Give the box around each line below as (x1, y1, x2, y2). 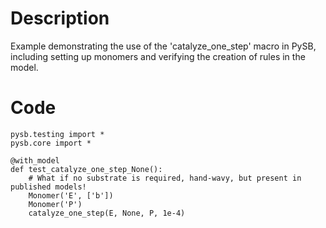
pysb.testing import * (10, 129, 105, 139)
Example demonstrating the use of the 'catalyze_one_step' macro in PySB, (10, 40, 317, 52)
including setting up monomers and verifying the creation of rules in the (10, 50, 306, 62)
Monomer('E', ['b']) (28, 190, 114, 201)
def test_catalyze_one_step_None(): (10, 164, 163, 174)
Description (10, 7, 110, 30)
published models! (10, 182, 87, 192)
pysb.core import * (10, 138, 92, 148)
